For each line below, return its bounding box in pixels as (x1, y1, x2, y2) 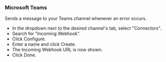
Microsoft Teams (5, 4, 47, 11)
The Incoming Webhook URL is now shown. (12, 47, 103, 53)
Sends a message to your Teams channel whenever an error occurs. (5, 16, 147, 22)
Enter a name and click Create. (12, 41, 76, 47)
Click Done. (12, 52, 36, 58)
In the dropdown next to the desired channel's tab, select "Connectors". (12, 25, 162, 31)
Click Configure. (12, 36, 46, 42)
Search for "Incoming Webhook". (12, 31, 81, 37)
